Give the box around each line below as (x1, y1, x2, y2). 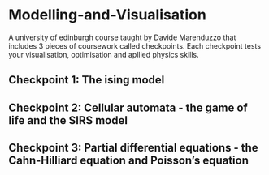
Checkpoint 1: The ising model (8, 73, 165, 87)
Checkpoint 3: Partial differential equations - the (8, 141, 258, 155)
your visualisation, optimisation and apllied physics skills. (8, 49, 199, 59)
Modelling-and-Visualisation (8, 6, 207, 24)
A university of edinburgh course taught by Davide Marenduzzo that (8, 32, 236, 42)
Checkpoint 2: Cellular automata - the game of (8, 100, 248, 114)
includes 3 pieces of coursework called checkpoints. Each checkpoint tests (8, 41, 262, 50)
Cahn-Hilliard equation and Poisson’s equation (8, 154, 249, 168)
